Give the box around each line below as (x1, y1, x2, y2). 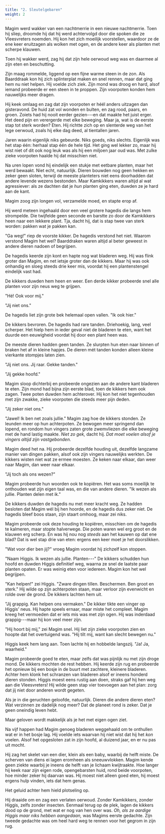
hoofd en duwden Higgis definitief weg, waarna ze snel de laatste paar (5, 560, 148, 567)
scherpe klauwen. (5, 46, 41, 52)
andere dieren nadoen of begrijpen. (5, 243, 77, 249)
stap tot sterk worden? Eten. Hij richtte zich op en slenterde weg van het (5, 122, 151, 128)
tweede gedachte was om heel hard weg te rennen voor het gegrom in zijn (5, 818, 156, 824)
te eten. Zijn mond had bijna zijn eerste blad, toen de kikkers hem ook (5, 385, 146, 392)
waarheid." (5, 646, 27, 652)
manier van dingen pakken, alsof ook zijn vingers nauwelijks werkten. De (5, 451, 153, 457)
